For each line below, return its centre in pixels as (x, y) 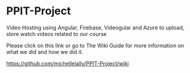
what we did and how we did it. (45, 51)
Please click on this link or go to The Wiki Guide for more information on (95, 45)
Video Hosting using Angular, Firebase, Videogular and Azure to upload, (95, 28)
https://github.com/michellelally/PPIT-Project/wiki (68, 63)
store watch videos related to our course (57, 34)
